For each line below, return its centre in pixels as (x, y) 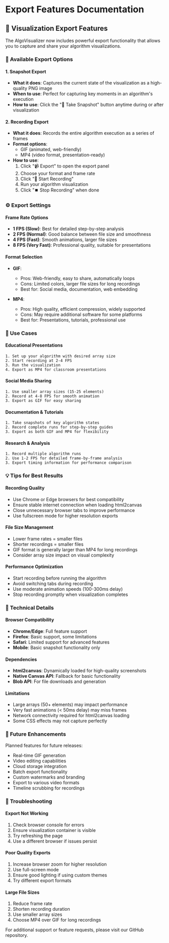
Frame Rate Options (27, 217)
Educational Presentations (34, 345)
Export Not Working (27, 813)
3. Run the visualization (33, 365)
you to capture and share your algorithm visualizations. (63, 46)
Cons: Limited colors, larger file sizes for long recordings (80, 284)
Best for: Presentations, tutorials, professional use (73, 320)
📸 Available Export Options (39, 59)
